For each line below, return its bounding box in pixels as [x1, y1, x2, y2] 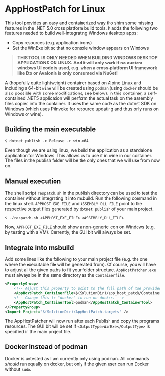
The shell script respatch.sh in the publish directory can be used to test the [5, 190, 158, 196]
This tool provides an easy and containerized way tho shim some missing [5, 20, 153, 26]
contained [5, 95, 26, 101]
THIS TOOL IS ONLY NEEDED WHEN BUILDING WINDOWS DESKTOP [17, 54, 158, 60]
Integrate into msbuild [5, 243, 74, 251]
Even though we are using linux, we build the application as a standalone [5, 147, 152, 153]
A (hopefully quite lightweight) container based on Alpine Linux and [5, 80, 141, 86]
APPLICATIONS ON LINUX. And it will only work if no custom [17, 60, 143, 65]
